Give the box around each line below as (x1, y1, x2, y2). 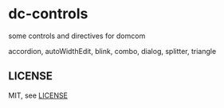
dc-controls (8, 5, 88, 23)
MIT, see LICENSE (8, 91, 68, 100)
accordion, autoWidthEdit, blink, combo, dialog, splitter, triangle (8, 46, 217, 56)
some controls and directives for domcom (8, 31, 146, 40)
